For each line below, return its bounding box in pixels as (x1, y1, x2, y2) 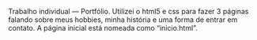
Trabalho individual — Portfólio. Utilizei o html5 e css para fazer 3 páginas (8, 7, 249, 16)
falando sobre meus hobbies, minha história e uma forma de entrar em (8, 15, 238, 24)
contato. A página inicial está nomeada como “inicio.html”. (8, 24, 198, 32)
